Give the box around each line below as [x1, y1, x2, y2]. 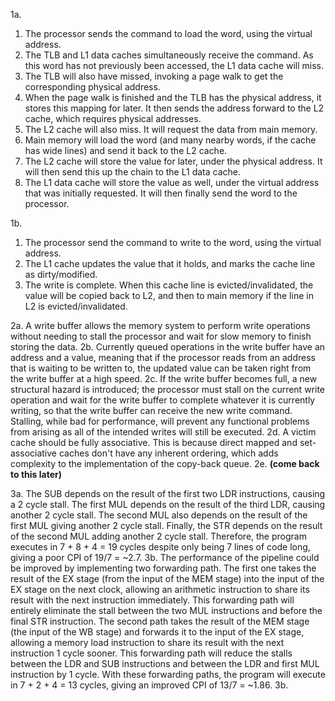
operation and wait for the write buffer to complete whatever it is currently [10, 394, 316, 406]
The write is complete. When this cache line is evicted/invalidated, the [24, 279, 314, 291]
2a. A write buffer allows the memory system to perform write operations [10, 320, 311, 331]
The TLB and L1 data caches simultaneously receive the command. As [24, 49, 314, 61]
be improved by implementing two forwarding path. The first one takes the [10, 562, 317, 574]
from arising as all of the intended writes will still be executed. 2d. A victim [10, 426, 317, 438]
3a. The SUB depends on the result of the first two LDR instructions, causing [10, 488, 326, 499]
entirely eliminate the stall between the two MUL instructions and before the [10, 605, 323, 616]
